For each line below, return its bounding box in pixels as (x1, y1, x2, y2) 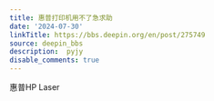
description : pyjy (9, 47, 84, 56)
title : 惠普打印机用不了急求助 (9, 13, 113, 23)
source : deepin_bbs (9, 38, 84, 48)
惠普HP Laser (9, 82, 60, 92)
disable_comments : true (9, 56, 100, 65)
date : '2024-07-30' (9, 22, 84, 31)
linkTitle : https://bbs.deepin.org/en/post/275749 (9, 30, 206, 39)
